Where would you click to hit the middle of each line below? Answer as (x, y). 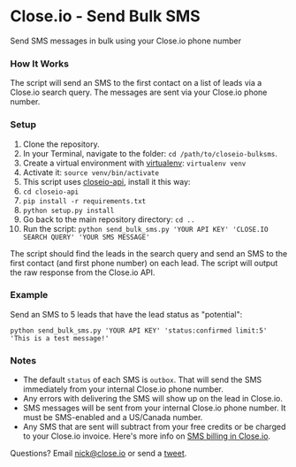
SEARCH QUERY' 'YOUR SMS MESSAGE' (86, 237)
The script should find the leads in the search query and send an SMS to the (149, 253)
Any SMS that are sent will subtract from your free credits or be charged (154, 427)
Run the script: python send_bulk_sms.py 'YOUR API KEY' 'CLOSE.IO (145, 228)
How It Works (40, 64)
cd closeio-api (51, 192)
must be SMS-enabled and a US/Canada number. (113, 417)
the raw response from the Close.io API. (83, 272)
